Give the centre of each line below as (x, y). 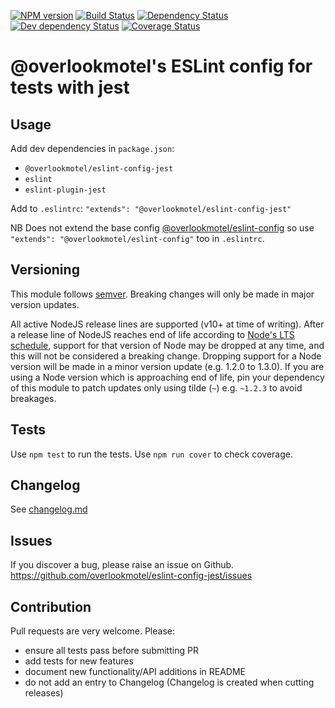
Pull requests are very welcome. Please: (92, 631)
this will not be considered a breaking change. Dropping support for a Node (166, 356)
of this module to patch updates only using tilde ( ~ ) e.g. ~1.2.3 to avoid (156, 387)
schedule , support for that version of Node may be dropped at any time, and (167, 345)
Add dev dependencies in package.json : (92, 148)
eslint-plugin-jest (65, 190)
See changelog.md (49, 509)
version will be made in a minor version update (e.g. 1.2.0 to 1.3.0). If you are (167, 366)
